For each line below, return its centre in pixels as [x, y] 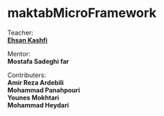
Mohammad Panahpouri [44, 90]
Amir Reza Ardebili [36, 82]
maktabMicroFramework [82, 13]
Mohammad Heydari [38, 105]
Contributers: [27, 75]
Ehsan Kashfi [27, 40]
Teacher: [20, 33]
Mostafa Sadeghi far [38, 61]
